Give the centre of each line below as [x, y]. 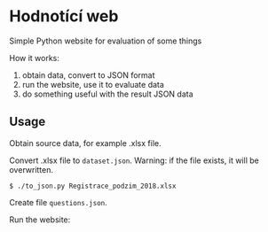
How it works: [35, 58]
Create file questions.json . [59, 202]
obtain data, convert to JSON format [88, 75]
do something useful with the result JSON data [107, 94]
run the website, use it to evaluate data [93, 84]
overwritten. [32, 169]
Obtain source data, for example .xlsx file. [85, 143]
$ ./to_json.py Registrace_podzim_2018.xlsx [93, 186]
